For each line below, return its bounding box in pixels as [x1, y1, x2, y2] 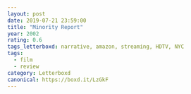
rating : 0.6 [7, 37, 42, 44]
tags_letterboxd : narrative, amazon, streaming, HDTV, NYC [7, 43, 185, 50]
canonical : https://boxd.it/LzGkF [7, 76, 109, 83]
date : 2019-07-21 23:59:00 [7, 17, 87, 24]
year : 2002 [7, 30, 39, 37]
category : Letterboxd [7, 69, 71, 76]
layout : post [7, 10, 46, 18]
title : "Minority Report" [7, 23, 83, 30]
